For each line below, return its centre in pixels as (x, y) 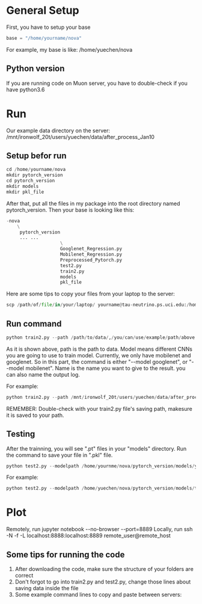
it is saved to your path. (35, 415)
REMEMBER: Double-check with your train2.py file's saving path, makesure (99, 408)
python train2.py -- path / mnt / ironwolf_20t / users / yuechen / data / (88, 397)
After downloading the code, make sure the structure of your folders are (104, 569)
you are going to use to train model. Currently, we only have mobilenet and (99, 355)
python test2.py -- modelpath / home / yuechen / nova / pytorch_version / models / (101, 488)
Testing (21, 434)
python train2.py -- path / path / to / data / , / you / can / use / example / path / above (101, 337)
